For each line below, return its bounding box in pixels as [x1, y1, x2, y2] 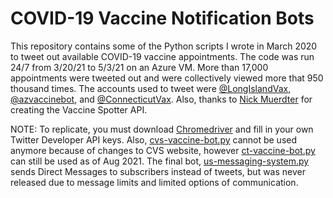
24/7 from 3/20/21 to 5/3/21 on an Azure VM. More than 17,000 [10, 61, 269, 73]
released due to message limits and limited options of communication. [10, 176, 299, 188]
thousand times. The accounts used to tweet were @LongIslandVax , [10, 82, 292, 94]
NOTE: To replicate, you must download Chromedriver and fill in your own [10, 123, 314, 135]
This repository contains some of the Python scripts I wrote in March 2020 [10, 40, 318, 52]
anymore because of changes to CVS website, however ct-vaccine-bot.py [10, 144, 316, 156]
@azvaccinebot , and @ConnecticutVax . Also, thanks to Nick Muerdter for [10, 93, 313, 105]
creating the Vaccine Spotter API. [10, 103, 148, 116]
